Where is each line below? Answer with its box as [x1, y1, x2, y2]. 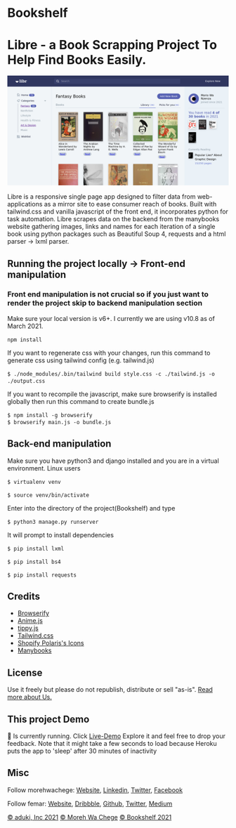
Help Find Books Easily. [7, 52, 147, 68]
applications [7, 200, 43, 209]
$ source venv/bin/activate [7, 492, 90, 499]
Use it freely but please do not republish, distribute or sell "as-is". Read [7, 685, 213, 694]
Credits [7, 591, 41, 603]
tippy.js [17, 624, 39, 633]
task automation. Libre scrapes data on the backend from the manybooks [7, 215, 220, 223]
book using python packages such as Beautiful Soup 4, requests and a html [7, 230, 226, 238]
